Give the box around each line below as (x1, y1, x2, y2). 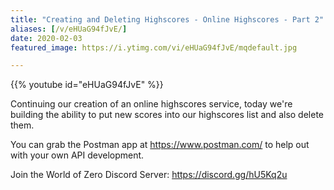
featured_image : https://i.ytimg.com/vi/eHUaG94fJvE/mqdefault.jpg (10, 42, 298, 53)
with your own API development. (10, 149, 145, 161)
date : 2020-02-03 (10, 33, 83, 43)
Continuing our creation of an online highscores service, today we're (10, 98, 293, 110)
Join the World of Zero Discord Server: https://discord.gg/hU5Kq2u (10, 169, 288, 181)
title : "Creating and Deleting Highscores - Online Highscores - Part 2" (10, 14, 325, 25)
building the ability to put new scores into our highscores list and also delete (10, 109, 324, 121)
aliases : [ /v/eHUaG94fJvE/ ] (10, 24, 128, 34)
